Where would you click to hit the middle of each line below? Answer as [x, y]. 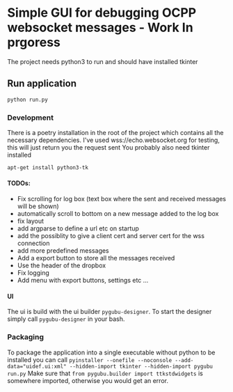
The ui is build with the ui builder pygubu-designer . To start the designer [110, 312]
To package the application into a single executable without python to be [111, 352]
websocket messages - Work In [100, 28]
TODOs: [19, 183]
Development [31, 118]
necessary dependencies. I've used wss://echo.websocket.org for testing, [114, 140]
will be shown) [38, 206]
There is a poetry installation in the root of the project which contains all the [115, 132]
